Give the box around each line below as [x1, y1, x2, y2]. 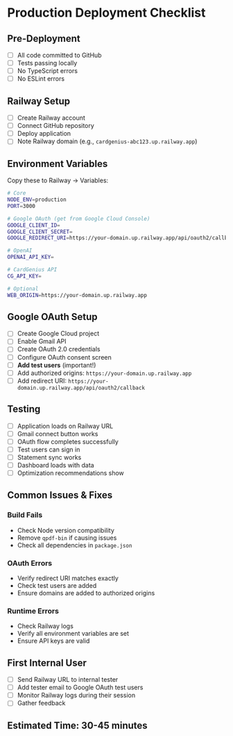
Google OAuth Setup [7, 311, 98, 323]
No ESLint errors [17, 74, 64, 83]
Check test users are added [17, 581, 97, 589]
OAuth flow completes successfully [17, 437, 119, 446]
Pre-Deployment [7, 33, 81, 45]
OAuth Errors [7, 558, 53, 568]
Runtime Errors [7, 606, 59, 616]
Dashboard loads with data [17, 461, 95, 469]
